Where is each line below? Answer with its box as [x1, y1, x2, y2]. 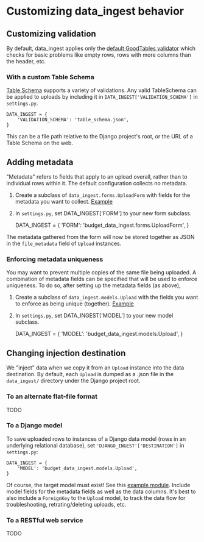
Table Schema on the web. [6, 139, 73, 147]
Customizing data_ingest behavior [6, 4, 185, 18]
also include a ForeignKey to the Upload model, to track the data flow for [6, 494, 186, 501]
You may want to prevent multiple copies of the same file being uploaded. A [6, 269, 197, 276]
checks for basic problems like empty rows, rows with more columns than [6, 51, 192, 59]
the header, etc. [6, 58, 46, 65]
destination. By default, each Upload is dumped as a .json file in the [6, 371, 174, 378]
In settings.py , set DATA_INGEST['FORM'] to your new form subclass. [15, 210, 192, 217]
